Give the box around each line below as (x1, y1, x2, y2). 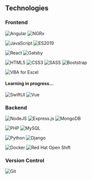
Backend (5, 104, 27, 111)
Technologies (5, 4, 49, 12)
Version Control (5, 157, 44, 164)
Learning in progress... (5, 80, 54, 86)
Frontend (5, 19, 28, 26)
